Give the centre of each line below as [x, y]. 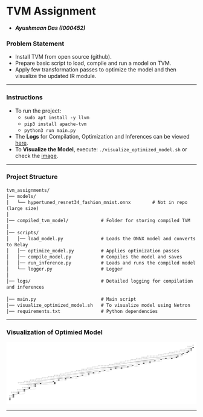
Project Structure [32, 177]
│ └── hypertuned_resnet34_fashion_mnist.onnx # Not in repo [97, 202]
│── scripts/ [23, 232]
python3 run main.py [50, 130]
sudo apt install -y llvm [56, 117]
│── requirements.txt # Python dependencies [82, 311]
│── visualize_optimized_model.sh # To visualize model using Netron [98, 305]
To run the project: [38, 111]
